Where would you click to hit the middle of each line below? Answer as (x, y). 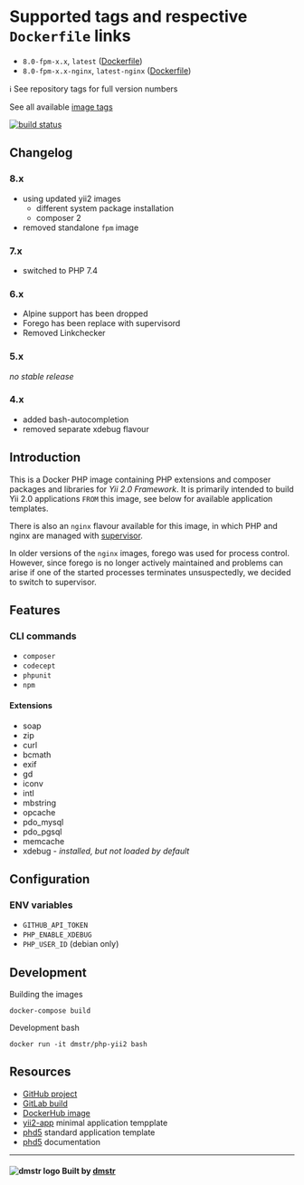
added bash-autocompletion (76, 419)
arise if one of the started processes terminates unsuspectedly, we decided (150, 572)
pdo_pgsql (42, 832)
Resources (40, 1072)
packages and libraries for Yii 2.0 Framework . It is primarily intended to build (152, 489)
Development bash (44, 1028)
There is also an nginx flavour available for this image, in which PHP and (143, 525)
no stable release (42, 376)
